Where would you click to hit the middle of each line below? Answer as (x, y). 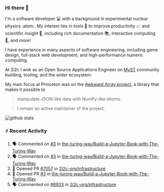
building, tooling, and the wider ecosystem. (48, 75)
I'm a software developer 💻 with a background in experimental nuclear (77, 19)
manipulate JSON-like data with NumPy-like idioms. (69, 99)
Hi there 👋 (17, 8)
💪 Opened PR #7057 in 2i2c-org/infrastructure (59, 169)
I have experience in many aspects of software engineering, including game (82, 50)
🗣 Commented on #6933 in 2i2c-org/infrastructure (64, 184)
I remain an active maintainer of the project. (61, 108)
